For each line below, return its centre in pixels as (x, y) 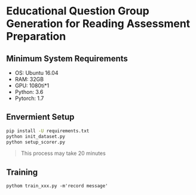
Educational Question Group (78, 11)
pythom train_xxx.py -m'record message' (57, 186)
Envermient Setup (40, 117)
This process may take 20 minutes (63, 153)
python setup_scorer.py (36, 142)
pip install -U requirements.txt (48, 131)
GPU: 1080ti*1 (32, 86)
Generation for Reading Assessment (98, 24)
